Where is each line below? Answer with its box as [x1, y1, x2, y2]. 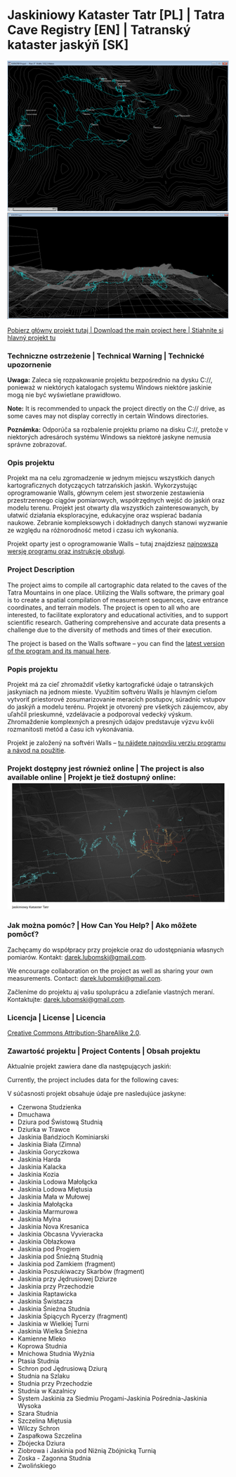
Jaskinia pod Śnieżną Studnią [17, 1252, 103, 1261]
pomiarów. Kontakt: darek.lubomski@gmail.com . [7, 953, 147, 961]
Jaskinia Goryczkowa [17, 1148, 79, 1156]
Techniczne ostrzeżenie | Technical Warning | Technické [7, 351, 205, 361]
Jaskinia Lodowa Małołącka [17, 1178, 98, 1186]
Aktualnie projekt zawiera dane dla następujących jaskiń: [7, 1062, 171, 1071]
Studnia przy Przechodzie [17, 1379, 93, 1388]
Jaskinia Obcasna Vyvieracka [17, 1230, 103, 1239]
